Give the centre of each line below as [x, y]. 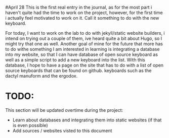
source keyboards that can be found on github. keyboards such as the [78, 71]
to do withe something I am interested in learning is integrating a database [82, 49]
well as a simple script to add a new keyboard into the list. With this [75, 60]
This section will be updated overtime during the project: [64, 110]
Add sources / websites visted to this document [62, 130]
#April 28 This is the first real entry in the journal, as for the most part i [79, 7]
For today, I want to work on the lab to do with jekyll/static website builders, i [85, 33]
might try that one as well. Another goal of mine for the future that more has [84, 44]
